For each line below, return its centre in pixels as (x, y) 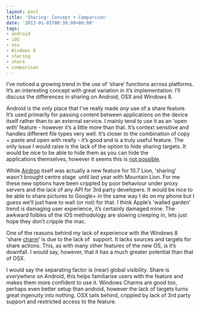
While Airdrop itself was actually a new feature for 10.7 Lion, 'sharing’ (91, 171)
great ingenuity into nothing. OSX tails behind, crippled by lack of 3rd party (99, 295)
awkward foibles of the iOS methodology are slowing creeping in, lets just (97, 215)
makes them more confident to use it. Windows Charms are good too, (92, 283)
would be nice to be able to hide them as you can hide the (77, 153)
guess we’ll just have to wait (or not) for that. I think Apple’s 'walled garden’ (99, 202)
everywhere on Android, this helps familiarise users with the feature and (95, 276)
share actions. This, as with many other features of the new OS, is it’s (91, 246)
